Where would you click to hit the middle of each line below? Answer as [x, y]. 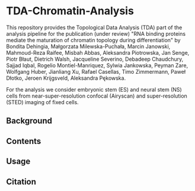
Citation [21, 182]
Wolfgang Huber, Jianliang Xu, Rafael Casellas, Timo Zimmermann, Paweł [96, 71]
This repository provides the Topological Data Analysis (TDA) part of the [94, 27]
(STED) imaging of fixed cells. [42, 102]
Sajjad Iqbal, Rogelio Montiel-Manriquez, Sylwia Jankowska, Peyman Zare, [97, 65]
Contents [24, 141]
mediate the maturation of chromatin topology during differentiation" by [93, 40]
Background [29, 121]
